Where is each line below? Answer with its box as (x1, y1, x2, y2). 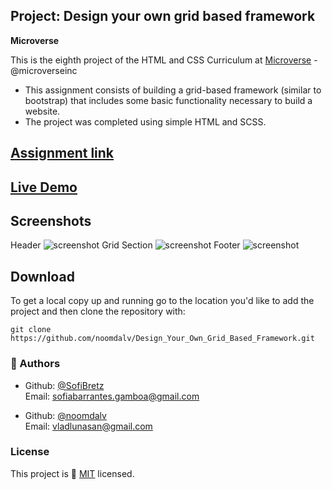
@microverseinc (10, 64, 78, 76)
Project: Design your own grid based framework (10, 8, 316, 25)
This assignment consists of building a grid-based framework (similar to (24, 84, 322, 96)
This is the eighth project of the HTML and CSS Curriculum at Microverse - (10, 54, 318, 66)
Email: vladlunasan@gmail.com (24, 420, 153, 432)
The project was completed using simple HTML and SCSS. (24, 115, 267, 128)
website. (24, 105, 61, 117)
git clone (10, 325, 52, 335)
